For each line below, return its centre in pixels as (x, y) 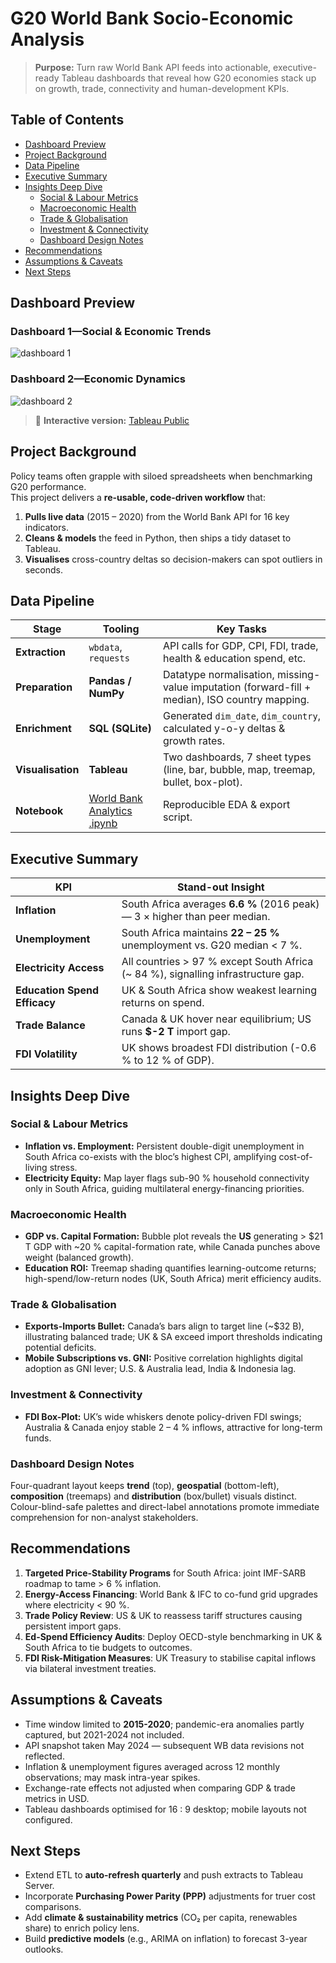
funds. (38, 1438)
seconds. (44, 569)
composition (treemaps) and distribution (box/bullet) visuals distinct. (154, 1496)
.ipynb (103, 824)
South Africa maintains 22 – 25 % (200, 933)
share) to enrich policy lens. (82, 1928)
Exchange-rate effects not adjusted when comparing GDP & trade (160, 1788)
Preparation (44, 687)
